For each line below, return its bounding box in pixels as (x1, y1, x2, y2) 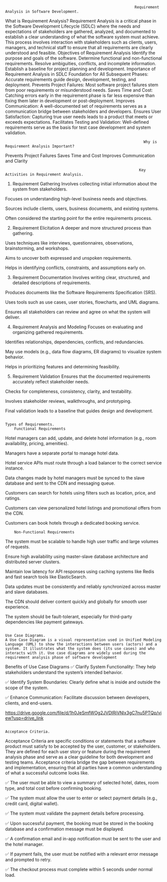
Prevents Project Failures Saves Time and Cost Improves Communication (5, 153, 155, 158)
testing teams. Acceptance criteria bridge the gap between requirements (5, 759, 155, 765)
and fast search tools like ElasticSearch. (5, 574, 87, 580)
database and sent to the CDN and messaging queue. (5, 480, 116, 486)
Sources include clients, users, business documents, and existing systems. (5, 205, 159, 211)
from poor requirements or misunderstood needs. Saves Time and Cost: (5, 87, 153, 93)
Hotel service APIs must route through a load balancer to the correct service (5, 460, 162, 466)
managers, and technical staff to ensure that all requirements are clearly (5, 45, 154, 50)
